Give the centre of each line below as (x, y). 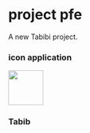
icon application (40, 57)
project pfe (45, 15)
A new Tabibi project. (43, 37)
